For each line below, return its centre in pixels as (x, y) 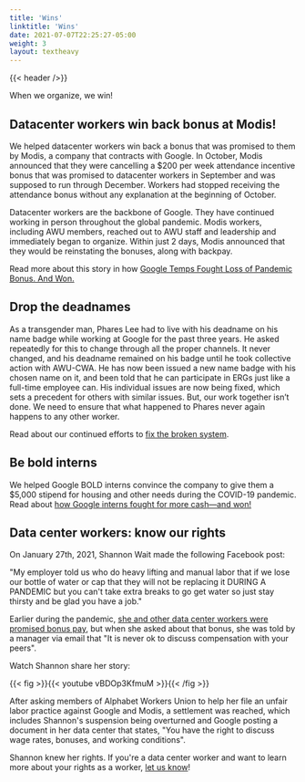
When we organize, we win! (61, 96)
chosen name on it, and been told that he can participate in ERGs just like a (150, 377)
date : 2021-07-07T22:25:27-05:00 (73, 35)
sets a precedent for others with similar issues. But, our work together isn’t (149, 397)
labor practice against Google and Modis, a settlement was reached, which (150, 711)
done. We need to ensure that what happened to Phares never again (137, 406)
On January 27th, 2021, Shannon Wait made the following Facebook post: (147, 555)
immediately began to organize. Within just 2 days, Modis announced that (147, 241)
